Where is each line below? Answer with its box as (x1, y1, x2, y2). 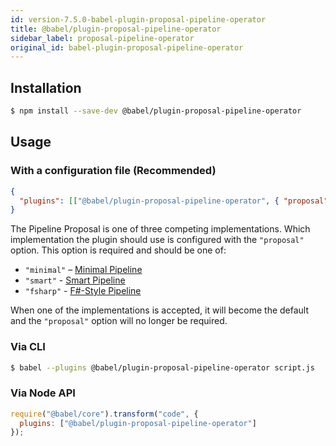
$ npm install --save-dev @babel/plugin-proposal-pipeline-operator (10, 106, 302, 116)
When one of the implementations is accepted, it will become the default (10, 304, 310, 316)
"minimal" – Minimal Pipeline (24, 264, 143, 276)
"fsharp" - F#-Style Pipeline (24, 285, 142, 297)
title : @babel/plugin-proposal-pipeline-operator (10, 24, 222, 34)
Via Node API (10, 386, 76, 400)
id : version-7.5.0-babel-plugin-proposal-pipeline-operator (10, 14, 267, 25)
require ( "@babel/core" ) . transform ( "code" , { (10, 409, 199, 419)
